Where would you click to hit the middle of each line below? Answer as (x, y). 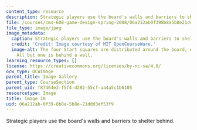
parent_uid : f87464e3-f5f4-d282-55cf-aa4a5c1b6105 (69, 88)
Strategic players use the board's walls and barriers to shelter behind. (90, 121)
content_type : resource (35, 11)
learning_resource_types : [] (42, 60)
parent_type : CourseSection (40, 83)
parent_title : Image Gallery (42, 77)
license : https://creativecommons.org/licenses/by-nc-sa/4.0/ (84, 66)
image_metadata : (26, 33)
